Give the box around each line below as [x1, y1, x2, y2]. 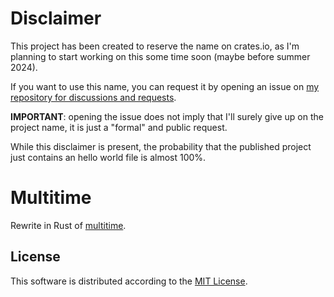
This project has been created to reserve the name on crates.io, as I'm [10, 40, 300, 52]
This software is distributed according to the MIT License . [10, 275, 248, 287]
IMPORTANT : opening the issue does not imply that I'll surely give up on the [10, 110, 324, 122]
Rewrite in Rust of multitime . [10, 219, 127, 231]
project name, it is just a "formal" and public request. [10, 121, 228, 133]
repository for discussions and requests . [10, 91, 177, 103]
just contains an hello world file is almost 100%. [10, 151, 207, 163]
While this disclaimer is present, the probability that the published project [10, 140, 312, 152]
